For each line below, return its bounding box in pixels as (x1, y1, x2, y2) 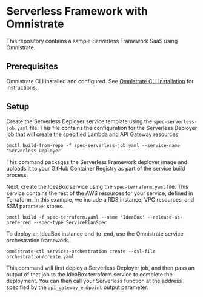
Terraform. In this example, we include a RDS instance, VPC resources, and (6, 196, 195, 203)
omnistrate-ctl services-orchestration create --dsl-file (6, 248, 156, 254)
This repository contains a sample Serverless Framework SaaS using (6, 37, 178, 44)
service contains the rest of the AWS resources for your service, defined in (6, 189, 193, 197)
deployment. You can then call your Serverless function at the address (6, 277, 182, 284)
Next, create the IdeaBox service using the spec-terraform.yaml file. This (6, 183, 189, 190)
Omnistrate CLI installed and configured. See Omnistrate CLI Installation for (6, 77, 194, 84)
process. (6, 171, 28, 179)
